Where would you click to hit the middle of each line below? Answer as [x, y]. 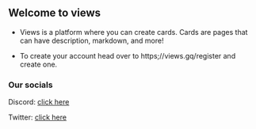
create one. [38, 64]
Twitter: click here [38, 117]
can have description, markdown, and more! [92, 40]
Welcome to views [55, 13]
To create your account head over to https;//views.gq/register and [128, 55]
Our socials [31, 85]
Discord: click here [39, 102]
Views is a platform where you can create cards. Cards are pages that [134, 32]
